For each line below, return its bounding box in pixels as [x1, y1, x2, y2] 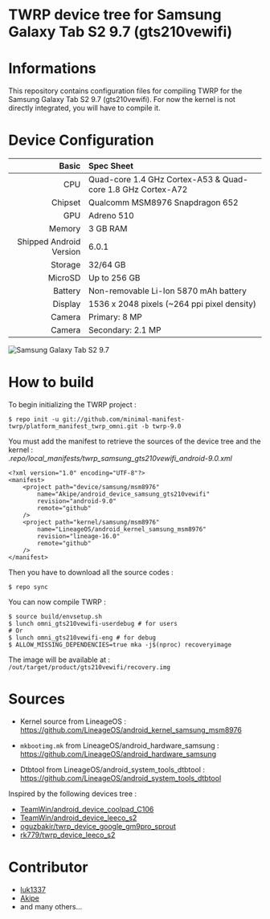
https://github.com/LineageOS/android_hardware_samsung [19, 749, 217, 758]
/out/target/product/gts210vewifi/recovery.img [8, 664, 171, 672]
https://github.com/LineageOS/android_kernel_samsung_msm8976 [19, 725, 243, 734]
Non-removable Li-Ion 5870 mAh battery [88, 285, 247, 296]
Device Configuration [8, 131, 154, 149]
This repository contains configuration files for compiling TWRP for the [8, 86, 243, 96]
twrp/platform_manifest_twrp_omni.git [8, 423, 138, 431]
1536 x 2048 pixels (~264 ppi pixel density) [88, 299, 257, 310]
